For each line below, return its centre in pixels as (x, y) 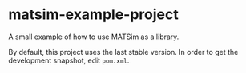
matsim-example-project (93, 15)
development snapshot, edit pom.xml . (69, 60)
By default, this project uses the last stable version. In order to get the (123, 52)
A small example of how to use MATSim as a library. (94, 36)
